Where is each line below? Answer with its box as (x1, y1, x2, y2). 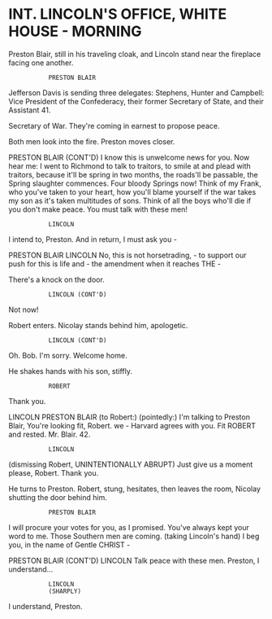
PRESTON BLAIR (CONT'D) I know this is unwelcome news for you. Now (8, 152, 250, 162)
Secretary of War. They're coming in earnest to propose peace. (8, 121, 220, 130)
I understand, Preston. (8, 601, 83, 611)
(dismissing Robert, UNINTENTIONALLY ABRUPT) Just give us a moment (8, 459, 253, 469)
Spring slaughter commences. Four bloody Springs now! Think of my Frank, (8, 178, 261, 188)
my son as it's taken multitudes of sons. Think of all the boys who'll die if (8, 195, 252, 205)
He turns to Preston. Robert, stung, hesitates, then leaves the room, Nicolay (8, 484, 261, 494)
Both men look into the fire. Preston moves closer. (8, 136, 175, 147)
